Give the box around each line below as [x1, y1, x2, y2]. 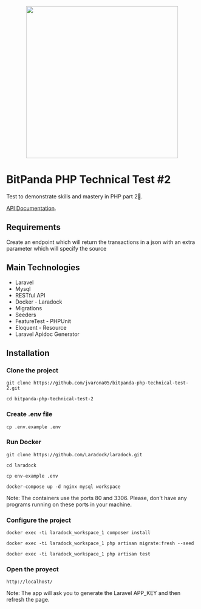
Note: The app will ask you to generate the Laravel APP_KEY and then [6, 590, 181, 597]
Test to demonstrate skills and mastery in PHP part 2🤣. [6, 192, 143, 200]
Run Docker [6, 438, 41, 447]
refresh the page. [6, 596, 50, 604]
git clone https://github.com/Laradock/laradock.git [6, 451, 143, 458]
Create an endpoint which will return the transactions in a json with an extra [6, 238, 196, 246]
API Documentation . [6, 204, 56, 212]
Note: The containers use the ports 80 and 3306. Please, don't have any [6, 494, 187, 501]
